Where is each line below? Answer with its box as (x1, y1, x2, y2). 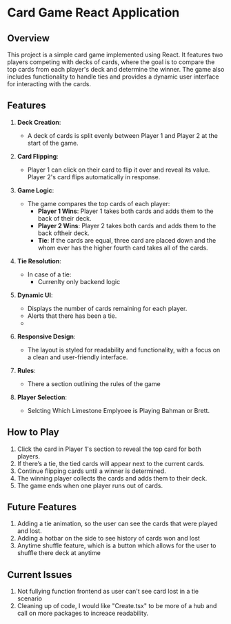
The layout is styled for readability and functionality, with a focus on (27, 345, 221, 354)
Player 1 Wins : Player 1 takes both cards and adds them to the (37, 207, 214, 215)
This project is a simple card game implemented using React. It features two (7, 50, 223, 59)
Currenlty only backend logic (37, 277, 121, 285)
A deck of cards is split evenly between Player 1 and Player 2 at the (27, 131, 219, 139)
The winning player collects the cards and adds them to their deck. (17, 474, 208, 482)
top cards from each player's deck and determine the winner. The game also (7, 66, 225, 73)
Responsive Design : (17, 332, 76, 341)
